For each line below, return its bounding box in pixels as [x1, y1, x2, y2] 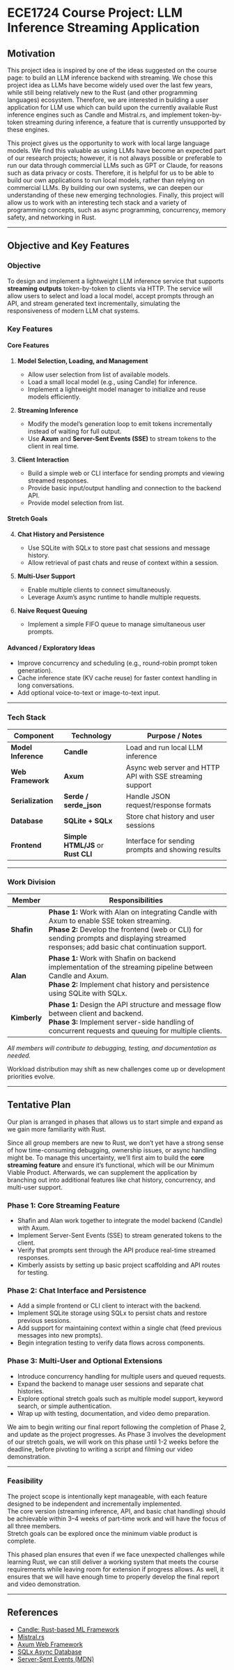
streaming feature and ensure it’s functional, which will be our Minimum [7, 1161, 214, 1169]
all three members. [7, 1521, 61, 1530]
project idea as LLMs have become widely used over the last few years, [7, 81, 213, 89]
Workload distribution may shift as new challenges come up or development [7, 1064, 226, 1073]
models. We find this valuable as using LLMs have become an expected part [7, 147, 226, 154]
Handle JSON [125, 791, 171, 801]
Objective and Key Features [7, 240, 130, 252]
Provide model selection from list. [27, 498, 124, 507]
